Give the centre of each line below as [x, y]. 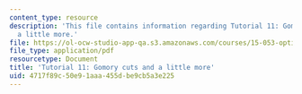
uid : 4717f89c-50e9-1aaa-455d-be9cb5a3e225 [92, 76]
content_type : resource [54, 17]
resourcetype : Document [54, 59]
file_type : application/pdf [62, 51]
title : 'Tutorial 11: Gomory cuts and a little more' [112, 68]
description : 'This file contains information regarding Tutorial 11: [144, 26]
